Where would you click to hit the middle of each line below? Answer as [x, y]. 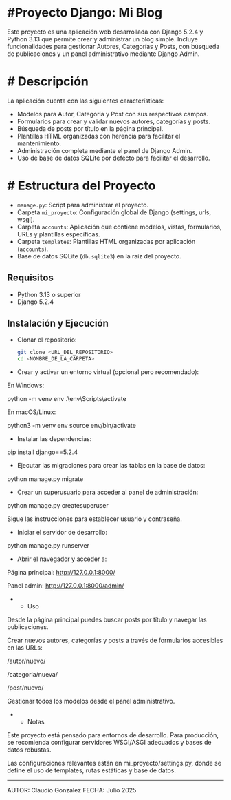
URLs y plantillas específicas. [58, 234]
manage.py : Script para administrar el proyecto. [83, 205]
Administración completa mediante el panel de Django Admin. [104, 150]
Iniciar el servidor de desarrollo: [62, 533]
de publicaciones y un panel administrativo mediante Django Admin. [103, 54]
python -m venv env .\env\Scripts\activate [67, 399]
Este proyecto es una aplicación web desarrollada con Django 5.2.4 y [105, 32]
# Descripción [48, 82]
